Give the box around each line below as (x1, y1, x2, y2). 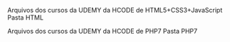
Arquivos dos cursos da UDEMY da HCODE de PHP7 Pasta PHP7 (7, 27, 198, 35)
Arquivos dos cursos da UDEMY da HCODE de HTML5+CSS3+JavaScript (7, 6, 223, 14)
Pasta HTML (7, 13, 44, 22)
